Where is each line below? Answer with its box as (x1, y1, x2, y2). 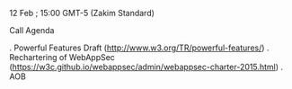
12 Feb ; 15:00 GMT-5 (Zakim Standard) (9, 8, 155, 18)
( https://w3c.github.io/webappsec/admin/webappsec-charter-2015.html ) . (9, 62, 284, 72)
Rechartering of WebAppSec (9, 52, 115, 62)
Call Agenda (9, 25, 55, 35)
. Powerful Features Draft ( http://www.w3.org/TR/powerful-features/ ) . (9, 42, 270, 53)
